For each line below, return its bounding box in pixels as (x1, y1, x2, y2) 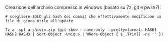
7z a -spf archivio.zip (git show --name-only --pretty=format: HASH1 (5, 27, 157, 32)
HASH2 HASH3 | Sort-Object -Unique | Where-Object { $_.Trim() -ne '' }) (5, 32, 164, 37)
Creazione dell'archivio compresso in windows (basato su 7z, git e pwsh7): (5, 5, 161, 10)
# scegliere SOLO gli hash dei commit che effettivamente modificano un (5, 14, 161, 19)
